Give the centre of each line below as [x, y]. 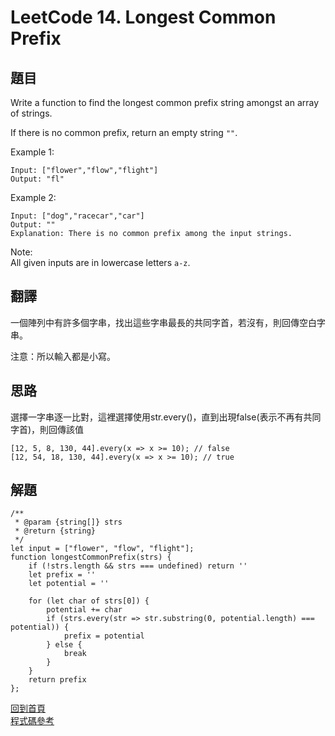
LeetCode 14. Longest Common [143, 17]
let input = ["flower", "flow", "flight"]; [102, 549]
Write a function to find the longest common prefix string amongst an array [165, 102]
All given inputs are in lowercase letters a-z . [100, 262]
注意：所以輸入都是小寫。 [63, 356]
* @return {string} [55, 531]
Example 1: [32, 152]
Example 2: [33, 197]
